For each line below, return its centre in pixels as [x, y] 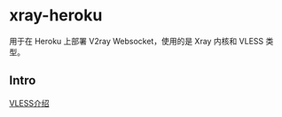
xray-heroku [56, 16]
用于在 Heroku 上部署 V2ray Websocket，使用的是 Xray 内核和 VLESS [137, 41]
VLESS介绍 [29, 103]
